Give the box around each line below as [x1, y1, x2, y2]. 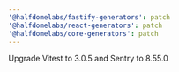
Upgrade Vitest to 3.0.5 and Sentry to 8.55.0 [8, 54, 168, 64]
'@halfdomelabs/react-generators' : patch [8, 21, 163, 30]
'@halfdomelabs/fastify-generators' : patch [8, 12, 171, 22]
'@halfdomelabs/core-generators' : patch [8, 29, 160, 38]
